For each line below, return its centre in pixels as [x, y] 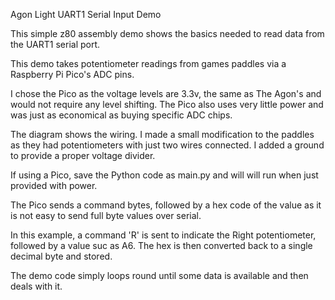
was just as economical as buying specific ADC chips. [121, 115]
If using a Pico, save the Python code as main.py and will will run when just [164, 175]
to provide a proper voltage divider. [83, 155]
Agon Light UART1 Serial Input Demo [86, 14]
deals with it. [36, 286]
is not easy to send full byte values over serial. [106, 215]
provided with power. [54, 185]
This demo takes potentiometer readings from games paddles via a [148, 63]
